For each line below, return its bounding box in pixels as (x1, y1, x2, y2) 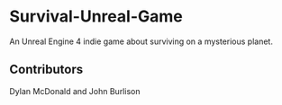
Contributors (9, 62, 84, 77)
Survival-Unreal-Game (9, 6, 183, 27)
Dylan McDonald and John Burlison (9, 85, 141, 96)
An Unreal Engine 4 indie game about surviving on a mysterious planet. (9, 36, 273, 47)
